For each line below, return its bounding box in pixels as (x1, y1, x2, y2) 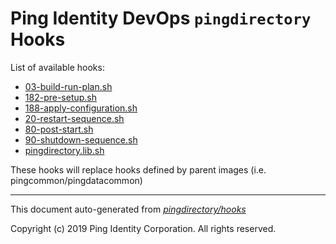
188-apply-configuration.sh (24, 102, 138, 114)
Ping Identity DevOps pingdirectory (10, 7, 312, 30)
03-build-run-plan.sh (24, 80, 113, 92)
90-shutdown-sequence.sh (24, 133, 138, 146)
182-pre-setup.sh (24, 91, 98, 103)
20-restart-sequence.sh (24, 112, 125, 124)
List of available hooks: (10, 61, 105, 73)
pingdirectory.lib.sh (24, 144, 105, 156)
